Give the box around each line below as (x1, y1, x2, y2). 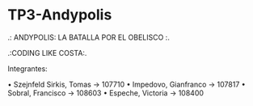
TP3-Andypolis (7, 6, 112, 24)
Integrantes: (7, 63, 48, 74)
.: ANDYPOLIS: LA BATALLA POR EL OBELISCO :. (7, 32, 171, 42)
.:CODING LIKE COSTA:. (7, 48, 87, 57)
